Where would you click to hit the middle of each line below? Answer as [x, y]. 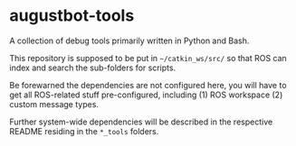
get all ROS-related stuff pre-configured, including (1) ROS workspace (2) [146, 95]
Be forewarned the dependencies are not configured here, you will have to [148, 85]
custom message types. [54, 104]
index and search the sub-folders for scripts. [93, 68]
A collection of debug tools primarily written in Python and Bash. [129, 41]
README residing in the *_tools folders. [84, 131]
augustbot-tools [72, 16]
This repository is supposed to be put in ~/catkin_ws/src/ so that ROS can [148, 58]
